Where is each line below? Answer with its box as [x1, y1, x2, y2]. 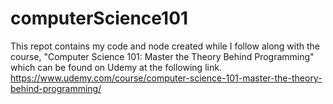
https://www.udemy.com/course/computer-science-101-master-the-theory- [10, 72, 323, 84]
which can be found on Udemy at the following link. [10, 61, 222, 73]
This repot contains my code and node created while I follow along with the [10, 40, 321, 52]
